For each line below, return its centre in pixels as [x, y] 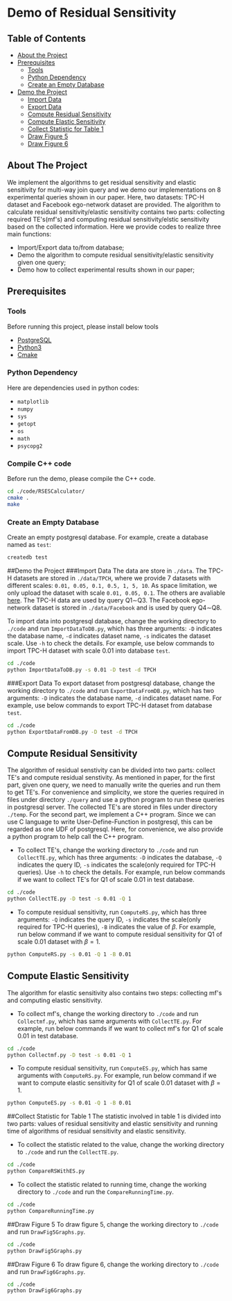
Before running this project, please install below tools [83, 326]
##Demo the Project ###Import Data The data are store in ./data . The [107, 571]
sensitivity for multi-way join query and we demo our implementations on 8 [114, 190]
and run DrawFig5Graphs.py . [46, 1232]
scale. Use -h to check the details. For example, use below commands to [111, 643]
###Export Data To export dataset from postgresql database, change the [111, 683]
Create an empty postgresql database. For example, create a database [108, 537]
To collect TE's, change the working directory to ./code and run [108, 850]
